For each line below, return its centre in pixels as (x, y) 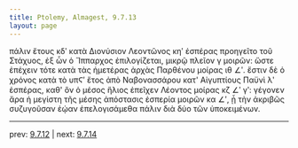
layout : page (33, 26)
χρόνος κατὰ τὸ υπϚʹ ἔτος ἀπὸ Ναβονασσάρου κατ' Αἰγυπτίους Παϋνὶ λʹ (142, 80)
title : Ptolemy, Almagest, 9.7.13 (73, 17)
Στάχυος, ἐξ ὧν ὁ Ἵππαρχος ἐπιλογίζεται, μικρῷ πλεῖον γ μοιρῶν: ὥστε (142, 60)
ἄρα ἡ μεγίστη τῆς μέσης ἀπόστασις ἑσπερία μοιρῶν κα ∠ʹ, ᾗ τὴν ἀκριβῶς (147, 99)
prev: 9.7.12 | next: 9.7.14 (53, 134)
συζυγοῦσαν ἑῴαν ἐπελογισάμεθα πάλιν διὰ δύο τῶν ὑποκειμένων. (135, 108)
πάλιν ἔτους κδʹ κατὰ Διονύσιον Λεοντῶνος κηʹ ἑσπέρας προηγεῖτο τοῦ (141, 51)
